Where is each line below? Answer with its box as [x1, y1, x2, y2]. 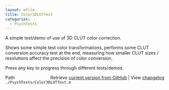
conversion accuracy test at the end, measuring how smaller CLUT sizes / [5, 50, 159, 56]
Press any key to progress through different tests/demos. [5, 65, 124, 71]
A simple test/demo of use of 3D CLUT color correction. [5, 35, 122, 41]
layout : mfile [5, 7, 35, 12]
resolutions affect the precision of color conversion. [5, 55, 112, 61]
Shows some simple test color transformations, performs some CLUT [5, 44, 149, 50]
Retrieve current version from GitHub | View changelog [50, 74, 164, 80]
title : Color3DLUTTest [5, 12, 53, 17]
